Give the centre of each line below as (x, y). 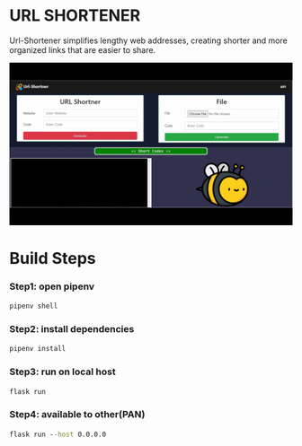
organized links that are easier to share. (82, 49)
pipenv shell (34, 306)
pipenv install (38, 349)
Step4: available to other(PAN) (77, 415)
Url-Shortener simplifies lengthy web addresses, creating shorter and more (148, 40)
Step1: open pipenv (52, 286)
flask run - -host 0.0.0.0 (58, 434)
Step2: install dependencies (72, 329)
